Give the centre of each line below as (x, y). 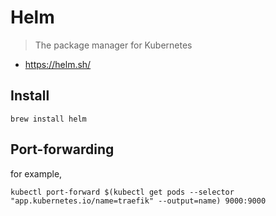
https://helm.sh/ (58, 64)
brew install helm (48, 119)
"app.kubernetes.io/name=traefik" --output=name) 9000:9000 (138, 201)
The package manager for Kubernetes (113, 45)
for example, (36, 173)
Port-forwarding (62, 149)
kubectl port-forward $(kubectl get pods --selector (122, 192)
